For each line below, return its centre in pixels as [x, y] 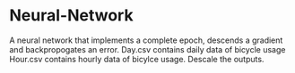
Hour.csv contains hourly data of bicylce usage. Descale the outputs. [137, 59]
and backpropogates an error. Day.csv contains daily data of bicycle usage [147, 49]
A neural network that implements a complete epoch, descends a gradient [146, 40]
